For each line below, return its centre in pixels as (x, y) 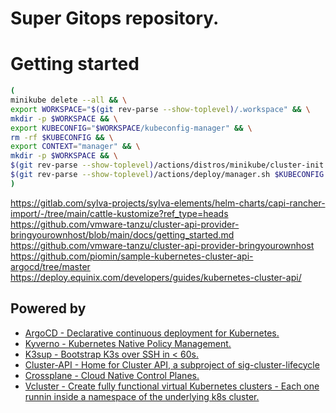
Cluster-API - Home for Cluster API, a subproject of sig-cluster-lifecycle (172, 364)
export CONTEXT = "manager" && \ (75, 147)
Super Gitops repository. (115, 18)
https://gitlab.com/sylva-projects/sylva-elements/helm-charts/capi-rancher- (168, 203)
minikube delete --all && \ (69, 100)
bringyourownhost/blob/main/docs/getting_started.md (122, 234)
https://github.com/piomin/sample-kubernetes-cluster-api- (132, 256)
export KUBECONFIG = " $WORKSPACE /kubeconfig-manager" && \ (131, 128)
